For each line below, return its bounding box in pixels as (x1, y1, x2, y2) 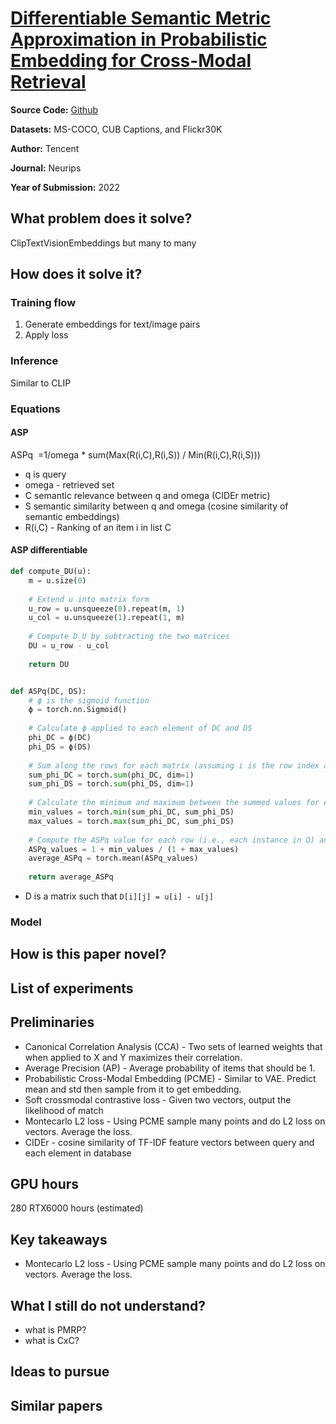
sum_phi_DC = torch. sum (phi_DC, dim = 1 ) (28, 770, 195, 780)
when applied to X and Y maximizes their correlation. (24, 1051, 243, 1063)
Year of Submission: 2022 (10, 181, 120, 193)
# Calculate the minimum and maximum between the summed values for (28, 798, 320, 808)
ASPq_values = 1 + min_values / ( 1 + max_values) (28, 844, 240, 854)
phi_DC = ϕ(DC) (28, 733, 92, 743)
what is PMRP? (24, 1324, 87, 1336)
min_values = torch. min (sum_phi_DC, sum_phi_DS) (28, 807, 235, 817)
